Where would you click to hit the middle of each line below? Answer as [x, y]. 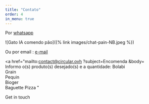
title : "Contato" [23, 10]
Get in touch [18, 97]
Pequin [12, 77]
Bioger [12, 82]
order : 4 [14, 14]
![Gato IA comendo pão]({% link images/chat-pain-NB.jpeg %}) [70, 42]
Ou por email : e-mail [26, 52]
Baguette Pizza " [22, 88]
